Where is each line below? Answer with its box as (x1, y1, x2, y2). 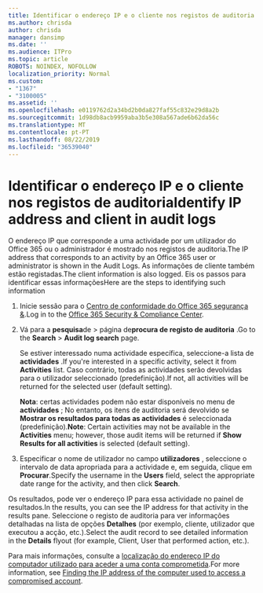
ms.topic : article (8, 56, 68, 64)
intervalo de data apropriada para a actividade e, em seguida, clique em (19, 463, 253, 472)
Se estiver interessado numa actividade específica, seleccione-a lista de (19, 349, 254, 358)
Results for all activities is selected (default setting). (19, 439, 191, 448)
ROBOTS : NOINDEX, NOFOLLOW (8, 63, 97, 71)
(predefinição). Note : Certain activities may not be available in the (19, 422, 231, 432)
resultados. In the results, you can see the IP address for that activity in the (8, 503, 249, 512)
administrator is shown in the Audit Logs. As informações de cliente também (8, 261, 255, 271)
